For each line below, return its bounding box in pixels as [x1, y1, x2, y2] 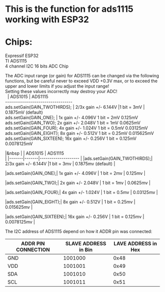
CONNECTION [16, 246, 50, 253]
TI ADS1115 [5, 58, 27, 64]
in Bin [79, 246, 93, 253]
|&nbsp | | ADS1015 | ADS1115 [5, 150, 64, 156]
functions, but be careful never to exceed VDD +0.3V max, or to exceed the [5, 78, 158, 84]
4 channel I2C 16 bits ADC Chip [5, 63, 69, 69]
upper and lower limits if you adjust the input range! [5, 83, 110, 89]
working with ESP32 [5, 14, 89, 25]
